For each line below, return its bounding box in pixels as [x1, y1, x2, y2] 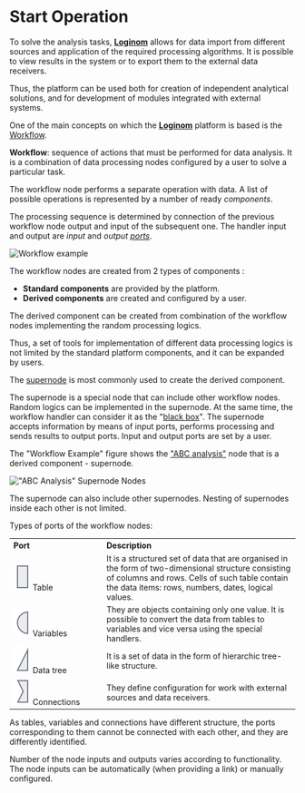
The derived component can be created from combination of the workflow [9, 310, 288, 321]
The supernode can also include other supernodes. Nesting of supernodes [9, 493, 290, 504]
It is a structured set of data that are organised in [106, 553, 289, 563]
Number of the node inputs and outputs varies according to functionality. [9, 753, 282, 764]
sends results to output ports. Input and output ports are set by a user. [9, 430, 272, 441]
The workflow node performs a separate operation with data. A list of [9, 183, 268, 194]
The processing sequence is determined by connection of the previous [9, 210, 275, 221]
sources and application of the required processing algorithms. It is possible [9, 45, 294, 56]
